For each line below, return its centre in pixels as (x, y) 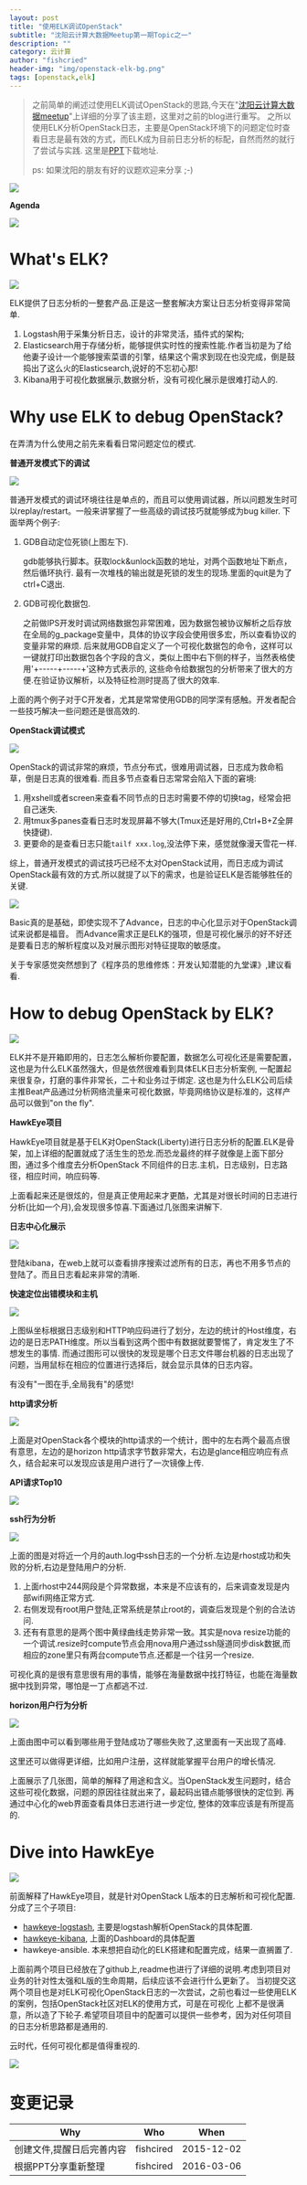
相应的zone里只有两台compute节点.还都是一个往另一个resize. (138, 1655)
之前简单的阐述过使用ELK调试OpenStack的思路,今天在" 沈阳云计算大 (159, 104)
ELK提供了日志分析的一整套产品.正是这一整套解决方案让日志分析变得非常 (146, 303)
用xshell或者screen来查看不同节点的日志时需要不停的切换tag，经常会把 (157, 797)
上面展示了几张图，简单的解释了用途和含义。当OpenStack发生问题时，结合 (150, 1780)
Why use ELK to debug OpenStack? (147, 416)
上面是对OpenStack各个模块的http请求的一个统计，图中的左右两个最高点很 (150, 1440)
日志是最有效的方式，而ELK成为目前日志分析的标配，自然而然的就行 (167, 139)
